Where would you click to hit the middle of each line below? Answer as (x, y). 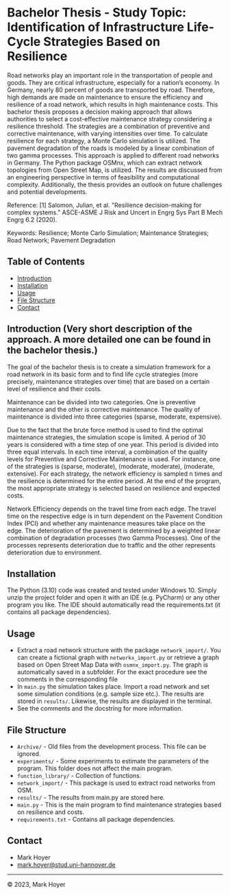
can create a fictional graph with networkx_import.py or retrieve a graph (118, 658)
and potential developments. (47, 192)
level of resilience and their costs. (55, 389)
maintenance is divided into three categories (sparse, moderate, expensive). (115, 417)
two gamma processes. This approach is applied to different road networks (113, 155)
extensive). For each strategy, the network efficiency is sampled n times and (115, 474)
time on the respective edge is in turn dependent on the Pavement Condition (115, 516)
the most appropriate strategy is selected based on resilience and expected (114, 488)
